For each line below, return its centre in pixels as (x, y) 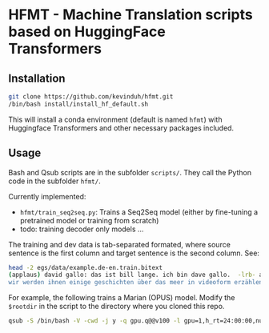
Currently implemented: (47, 196)
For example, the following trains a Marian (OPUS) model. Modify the (122, 298)
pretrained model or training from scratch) (89, 220)
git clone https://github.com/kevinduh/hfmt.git (91, 97)
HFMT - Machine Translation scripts (131, 15)
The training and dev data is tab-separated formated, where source (119, 244)
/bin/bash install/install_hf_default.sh (78, 104)
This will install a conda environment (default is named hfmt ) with (115, 119)
